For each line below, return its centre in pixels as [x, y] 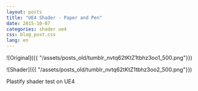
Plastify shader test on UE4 [41, 81]
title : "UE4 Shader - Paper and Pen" [54, 18]
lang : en [17, 40]
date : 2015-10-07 [28, 23]
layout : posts [24, 12]
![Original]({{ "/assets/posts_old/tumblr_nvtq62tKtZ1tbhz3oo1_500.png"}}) [99, 58]
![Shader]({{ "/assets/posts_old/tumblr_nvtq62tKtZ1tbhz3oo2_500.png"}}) [99, 70]
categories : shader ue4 [37, 29]
